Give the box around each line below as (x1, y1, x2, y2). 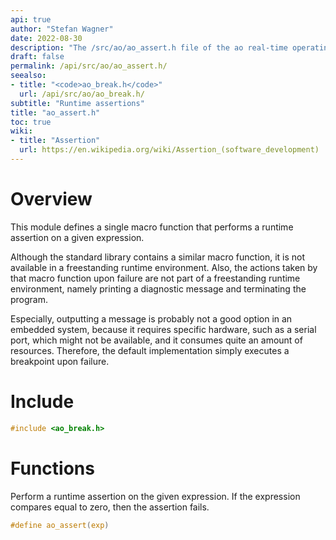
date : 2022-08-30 (10, 33, 83, 43)
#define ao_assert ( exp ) (10, 520, 110, 530)
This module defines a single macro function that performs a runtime (10, 221, 294, 233)
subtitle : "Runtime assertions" (10, 98, 145, 108)
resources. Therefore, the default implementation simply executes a (10, 344, 290, 356)
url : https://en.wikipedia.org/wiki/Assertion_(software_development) (19, 145, 320, 155)
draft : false (10, 52, 65, 62)
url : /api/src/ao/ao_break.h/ (19, 89, 145, 99)
